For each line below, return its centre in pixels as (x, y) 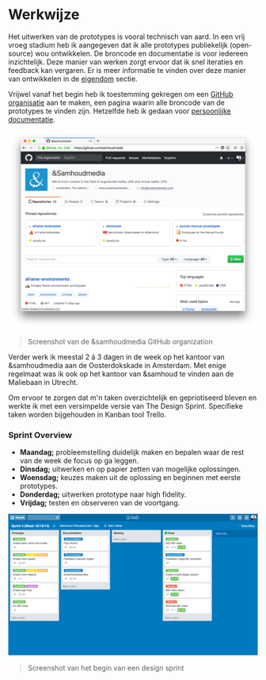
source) (21, 53)
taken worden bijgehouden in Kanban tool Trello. (87, 415)
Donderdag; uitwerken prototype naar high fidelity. (103, 494)
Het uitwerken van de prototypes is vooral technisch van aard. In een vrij (127, 36)
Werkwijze (44, 15)
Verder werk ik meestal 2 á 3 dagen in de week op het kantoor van (117, 357)
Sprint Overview (40, 435)
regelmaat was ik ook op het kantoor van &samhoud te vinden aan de (121, 374)
